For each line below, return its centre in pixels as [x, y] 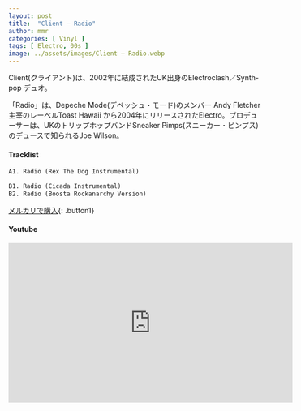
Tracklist [24, 154]
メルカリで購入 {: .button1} [52, 210]
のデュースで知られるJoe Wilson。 [66, 135]
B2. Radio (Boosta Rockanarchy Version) [78, 194]
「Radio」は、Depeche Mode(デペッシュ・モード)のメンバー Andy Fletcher [135, 105]
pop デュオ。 [30, 88]
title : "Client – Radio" [52, 24]
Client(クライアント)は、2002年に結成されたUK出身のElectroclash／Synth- [134, 77]
